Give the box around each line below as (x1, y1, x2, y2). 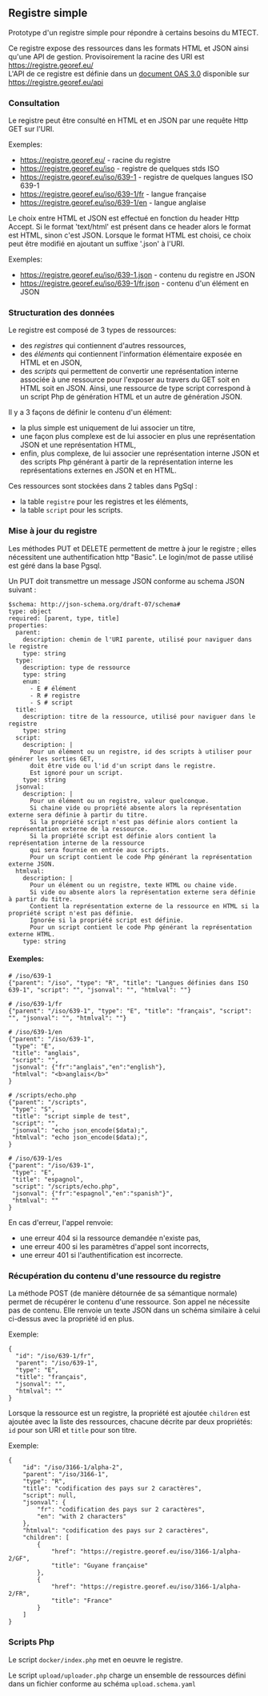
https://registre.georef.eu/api (8, 77, 104, 87)
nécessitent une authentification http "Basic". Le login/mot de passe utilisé (8, 552, 254, 562)
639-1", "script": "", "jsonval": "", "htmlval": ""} (8, 986, 192, 994)
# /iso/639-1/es (8, 1154, 62, 1162)
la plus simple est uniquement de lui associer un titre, (19, 423, 196, 432)
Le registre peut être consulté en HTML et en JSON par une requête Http (8, 116, 249, 125)
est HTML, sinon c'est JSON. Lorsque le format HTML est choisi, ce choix (8, 230, 252, 240)
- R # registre (29, 692, 81, 700)
